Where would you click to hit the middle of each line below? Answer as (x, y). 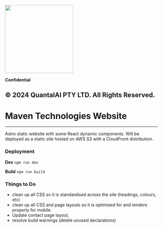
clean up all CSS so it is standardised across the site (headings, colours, (84, 194)
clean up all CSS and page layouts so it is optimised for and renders (80, 205)
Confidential (18, 80)
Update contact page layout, (41, 215)
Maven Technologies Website (66, 116)
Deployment (20, 152)
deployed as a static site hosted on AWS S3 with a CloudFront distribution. (79, 139)
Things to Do (20, 184)
